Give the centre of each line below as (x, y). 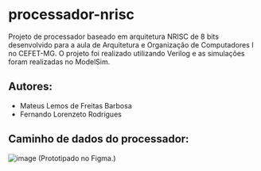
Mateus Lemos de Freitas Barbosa (76, 105)
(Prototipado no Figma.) (78, 158)
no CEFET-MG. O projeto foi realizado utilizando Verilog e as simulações (127, 53)
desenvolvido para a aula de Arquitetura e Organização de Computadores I (131, 44)
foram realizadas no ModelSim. (59, 62)
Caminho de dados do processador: (99, 139)
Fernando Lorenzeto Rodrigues (70, 114)
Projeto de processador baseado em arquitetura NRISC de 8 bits (113, 36)
